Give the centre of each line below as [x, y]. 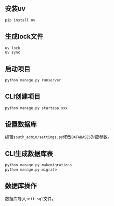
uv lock [13, 48]
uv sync [13, 52]
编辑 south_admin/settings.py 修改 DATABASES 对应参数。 [58, 137]
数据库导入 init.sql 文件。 [31, 198]
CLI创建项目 [23, 97]
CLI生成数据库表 [29, 153]
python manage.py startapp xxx [36, 108]
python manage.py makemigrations [38, 165]
